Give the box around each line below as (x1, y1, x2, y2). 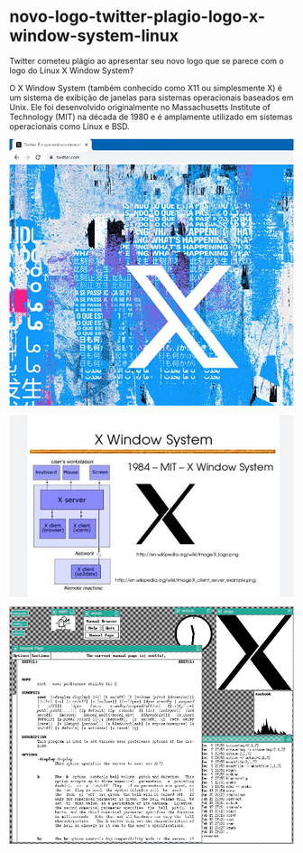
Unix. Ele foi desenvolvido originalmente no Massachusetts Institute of (9, 101, 271, 112)
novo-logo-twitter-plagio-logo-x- (9, 6, 266, 27)
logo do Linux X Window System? (9, 65, 134, 76)
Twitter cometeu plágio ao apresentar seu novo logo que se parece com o (9, 55, 284, 66)
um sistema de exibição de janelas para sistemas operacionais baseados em (9, 92, 294, 103)
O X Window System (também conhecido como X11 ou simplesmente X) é (9, 82, 282, 93)
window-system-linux (9, 25, 179, 46)
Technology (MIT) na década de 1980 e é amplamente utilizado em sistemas (9, 111, 293, 122)
